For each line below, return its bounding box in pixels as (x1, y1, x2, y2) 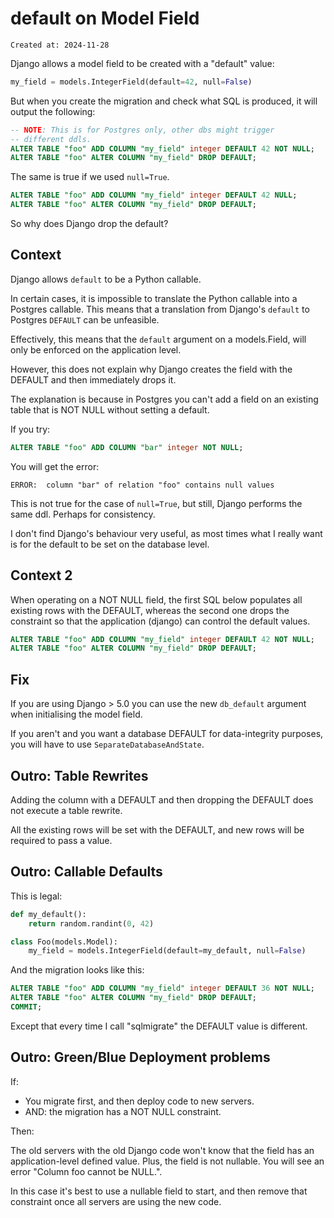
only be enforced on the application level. (10, 343, 182, 356)
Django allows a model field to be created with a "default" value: (10, 57, 275, 69)
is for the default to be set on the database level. (10, 538, 210, 550)
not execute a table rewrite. (10, 804, 123, 816)
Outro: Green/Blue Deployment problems (10, 1049, 271, 1066)
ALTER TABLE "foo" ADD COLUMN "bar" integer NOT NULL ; (10, 442, 244, 452)
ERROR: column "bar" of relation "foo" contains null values (10, 480, 275, 490)
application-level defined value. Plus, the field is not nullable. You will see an (10, 1155, 325, 1167)
